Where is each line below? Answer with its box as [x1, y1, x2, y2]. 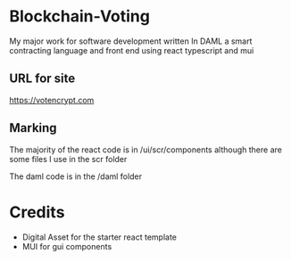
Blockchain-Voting [9, 6, 150, 27]
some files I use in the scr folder [9, 153, 128, 164]
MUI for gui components [21, 241, 112, 251]
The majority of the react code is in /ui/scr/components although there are [9, 144, 283, 155]
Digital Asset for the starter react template [21, 232, 177, 242]
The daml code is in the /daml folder [9, 171, 143, 182]
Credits [9, 202, 65, 222]
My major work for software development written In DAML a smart [9, 36, 253, 46]
